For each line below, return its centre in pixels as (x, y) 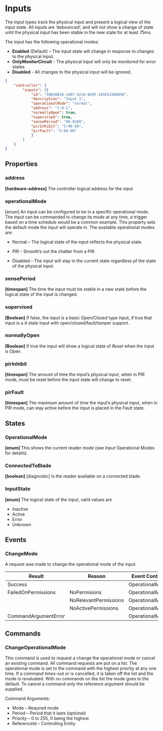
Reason (97, 577)
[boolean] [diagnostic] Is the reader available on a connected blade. (73, 476)
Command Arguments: (27, 699)
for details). (16, 453)
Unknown (22, 524)
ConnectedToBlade (28, 466)
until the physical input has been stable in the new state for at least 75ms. (78, 32)
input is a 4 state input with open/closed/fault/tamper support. (67, 323)
